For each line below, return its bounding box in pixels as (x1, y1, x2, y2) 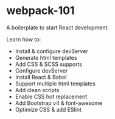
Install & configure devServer (15, 47, 88, 55)
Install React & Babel (15, 73, 67, 81)
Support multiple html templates (15, 80, 96, 87)
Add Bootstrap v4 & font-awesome (15, 99, 102, 107)
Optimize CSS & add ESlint (15, 106, 82, 113)
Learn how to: (6, 35, 41, 43)
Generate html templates (15, 54, 77, 61)
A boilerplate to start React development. (6, 24, 110, 31)
